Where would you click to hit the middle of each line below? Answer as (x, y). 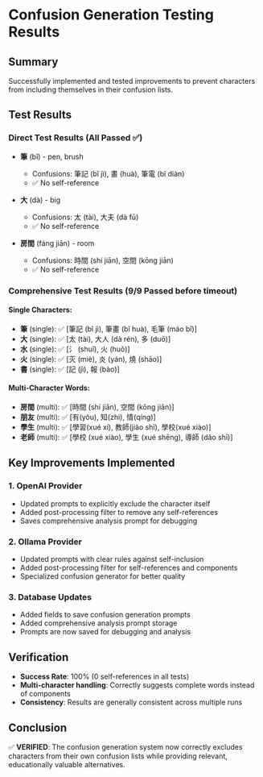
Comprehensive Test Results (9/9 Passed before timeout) (123, 290)
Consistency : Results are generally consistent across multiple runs (131, 702)
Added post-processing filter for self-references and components (129, 567)
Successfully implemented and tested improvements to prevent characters (132, 81)
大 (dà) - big (40, 200)
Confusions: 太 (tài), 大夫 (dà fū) (85, 217)
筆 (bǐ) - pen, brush (51, 156)
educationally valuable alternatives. (67, 764)
